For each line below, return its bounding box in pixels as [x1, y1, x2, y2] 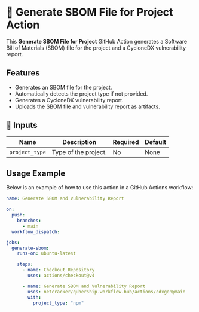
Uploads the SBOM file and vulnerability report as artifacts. [14, 103, 160, 110]
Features [6, 68, 40, 78]
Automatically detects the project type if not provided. [14, 90, 148, 97]
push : [11, 212, 26, 218]
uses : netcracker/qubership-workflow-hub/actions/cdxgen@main [27, 289, 186, 295]
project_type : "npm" [32, 300, 84, 306]
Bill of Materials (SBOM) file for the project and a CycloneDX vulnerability [6, 44, 186, 51]
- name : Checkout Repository [22, 267, 95, 273]
